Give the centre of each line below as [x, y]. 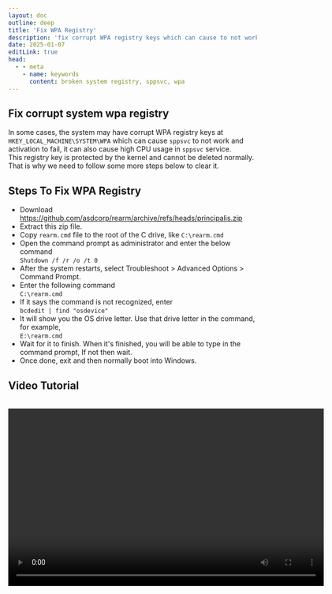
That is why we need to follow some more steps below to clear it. [114, 166]
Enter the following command [67, 286]
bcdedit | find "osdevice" [64, 311]
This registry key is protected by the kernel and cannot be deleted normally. [131, 158]
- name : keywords [51, 74]
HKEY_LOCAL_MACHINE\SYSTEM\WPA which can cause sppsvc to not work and [126, 141]
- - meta [30, 67]
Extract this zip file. [51, 226]
